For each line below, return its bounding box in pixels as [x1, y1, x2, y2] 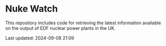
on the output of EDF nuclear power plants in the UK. [5, 25, 116, 31]
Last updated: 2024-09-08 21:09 [5, 35, 75, 41]
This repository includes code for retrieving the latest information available [5, 20, 161, 26]
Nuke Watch [5, 3, 58, 15]
